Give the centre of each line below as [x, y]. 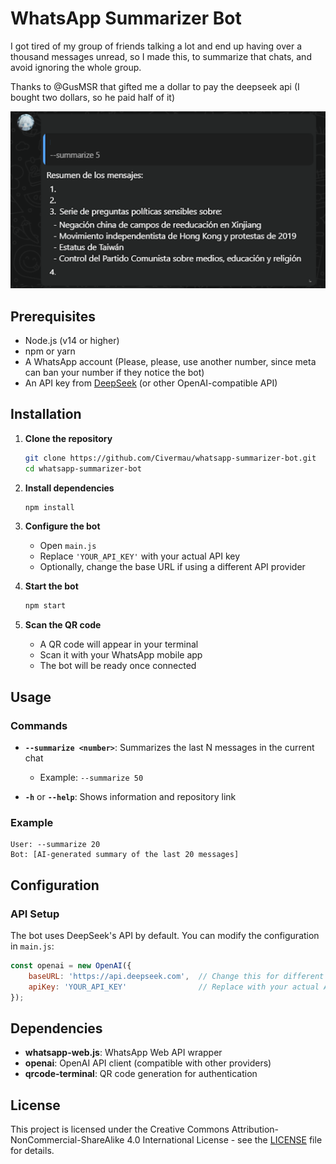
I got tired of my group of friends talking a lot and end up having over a [156, 46]
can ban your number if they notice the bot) [114, 373]
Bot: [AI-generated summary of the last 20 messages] [125, 855]
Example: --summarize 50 [91, 778]
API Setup [35, 914]
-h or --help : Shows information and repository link [130, 797]
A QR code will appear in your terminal [119, 644]
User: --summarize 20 [55, 845]
